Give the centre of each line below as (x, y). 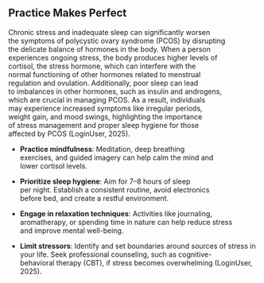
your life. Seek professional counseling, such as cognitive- (116, 254)
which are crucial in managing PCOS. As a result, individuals (107, 99)
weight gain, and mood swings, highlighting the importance (105, 116)
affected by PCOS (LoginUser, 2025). (69, 134)
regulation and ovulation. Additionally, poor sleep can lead (103, 83)
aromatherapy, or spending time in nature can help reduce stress (126, 222)
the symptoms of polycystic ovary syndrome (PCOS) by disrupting (117, 41)
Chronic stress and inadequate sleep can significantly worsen (109, 32)
